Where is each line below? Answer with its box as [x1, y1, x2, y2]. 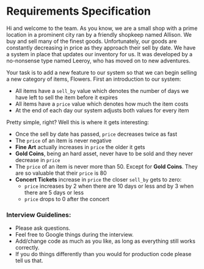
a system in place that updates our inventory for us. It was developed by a [6, 50, 193, 57]
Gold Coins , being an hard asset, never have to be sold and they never [15, 150, 194, 157]
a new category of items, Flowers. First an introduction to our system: [6, 75, 181, 83]
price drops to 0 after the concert [24, 195, 110, 202]
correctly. [15, 244, 40, 251]
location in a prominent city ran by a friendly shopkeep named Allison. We [6, 31, 192, 38]
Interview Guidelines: [6, 210, 71, 219]
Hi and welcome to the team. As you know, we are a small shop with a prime [6, 24, 198, 32]
